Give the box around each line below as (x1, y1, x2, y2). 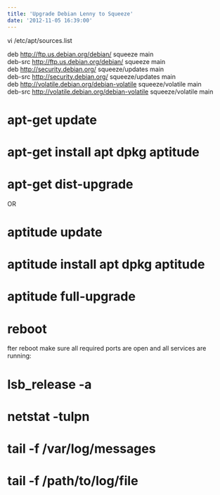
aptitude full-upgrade (7, 289, 136, 305)
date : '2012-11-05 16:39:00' (7, 17, 93, 24)
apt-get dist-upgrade (7, 177, 134, 192)
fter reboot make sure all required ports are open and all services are (7, 344, 207, 353)
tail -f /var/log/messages (7, 441, 156, 456)
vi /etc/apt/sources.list (7, 36, 72, 44)
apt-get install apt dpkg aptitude (7, 144, 200, 160)
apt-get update (7, 112, 97, 127)
